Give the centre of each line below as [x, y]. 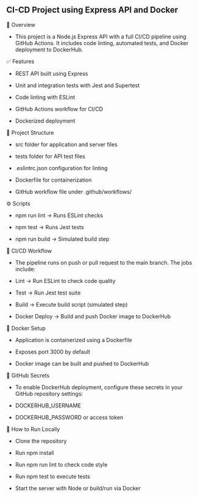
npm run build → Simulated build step [62, 239]
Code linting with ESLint [45, 97]
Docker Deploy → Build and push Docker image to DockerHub [93, 316]
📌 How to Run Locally [33, 429]
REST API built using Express [51, 73]
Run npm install [34, 452]
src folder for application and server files [66, 144]
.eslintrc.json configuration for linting [61, 168]
